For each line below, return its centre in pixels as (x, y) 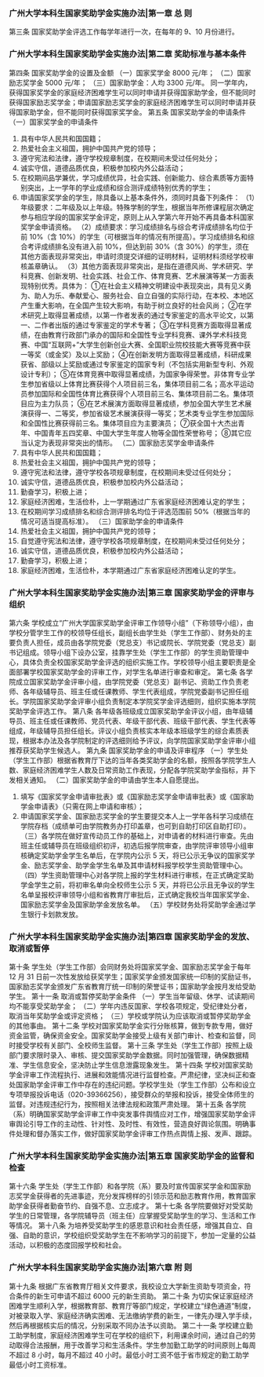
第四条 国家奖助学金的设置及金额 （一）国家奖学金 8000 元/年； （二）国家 (130, 72)
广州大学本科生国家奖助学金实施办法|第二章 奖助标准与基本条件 (128, 54)
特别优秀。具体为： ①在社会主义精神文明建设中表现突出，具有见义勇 (139, 286)
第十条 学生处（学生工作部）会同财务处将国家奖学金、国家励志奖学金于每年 (130, 967)
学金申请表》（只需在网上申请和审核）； (82, 806)
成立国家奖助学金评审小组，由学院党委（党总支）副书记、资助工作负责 (128, 681)
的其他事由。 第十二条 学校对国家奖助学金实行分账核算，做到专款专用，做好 (131, 1026)
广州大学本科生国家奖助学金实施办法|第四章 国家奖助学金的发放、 (132, 937)
